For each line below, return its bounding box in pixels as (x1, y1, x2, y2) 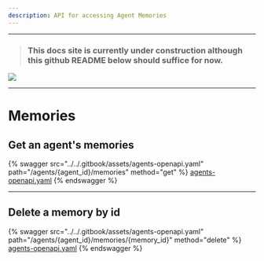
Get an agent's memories (8, 138, 134, 152)
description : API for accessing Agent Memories (8, 11, 167, 20)
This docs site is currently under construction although (27, 45, 244, 56)
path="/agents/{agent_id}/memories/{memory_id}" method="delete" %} (8, 235, 242, 244)
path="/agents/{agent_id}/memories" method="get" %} (8, 167, 189, 177)
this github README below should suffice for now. (27, 54, 224, 65)
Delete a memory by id (8, 206, 120, 219)
